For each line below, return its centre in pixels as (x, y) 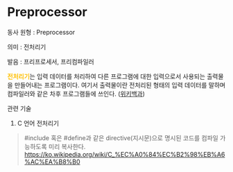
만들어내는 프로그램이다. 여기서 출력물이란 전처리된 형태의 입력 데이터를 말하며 (120, 85)
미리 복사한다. (67, 146)
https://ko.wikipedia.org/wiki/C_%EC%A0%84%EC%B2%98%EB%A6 (124, 154)
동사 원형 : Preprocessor (41, 32)
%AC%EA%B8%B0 (52, 162)
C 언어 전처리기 (38, 123)
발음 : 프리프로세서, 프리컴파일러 (51, 61)
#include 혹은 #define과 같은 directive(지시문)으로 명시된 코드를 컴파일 (121, 138)
